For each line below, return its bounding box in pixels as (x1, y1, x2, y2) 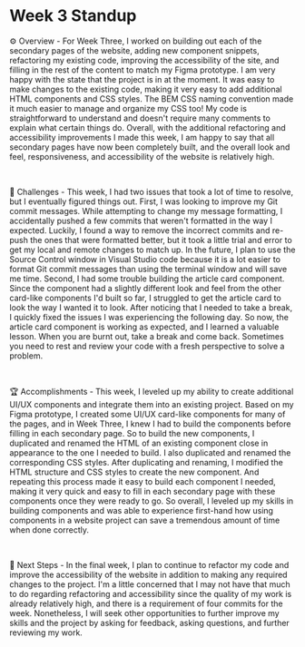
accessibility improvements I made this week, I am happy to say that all (9, 132, 275, 142)
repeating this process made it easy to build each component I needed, (9, 475, 276, 486)
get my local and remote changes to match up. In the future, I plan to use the (9, 244, 296, 255)
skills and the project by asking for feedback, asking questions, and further (9, 617, 290, 628)
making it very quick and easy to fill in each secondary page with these (9, 485, 276, 496)
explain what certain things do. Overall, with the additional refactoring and (9, 122, 286, 132)
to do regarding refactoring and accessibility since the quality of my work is (9, 588, 292, 599)
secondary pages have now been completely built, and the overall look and (9, 142, 290, 152)
